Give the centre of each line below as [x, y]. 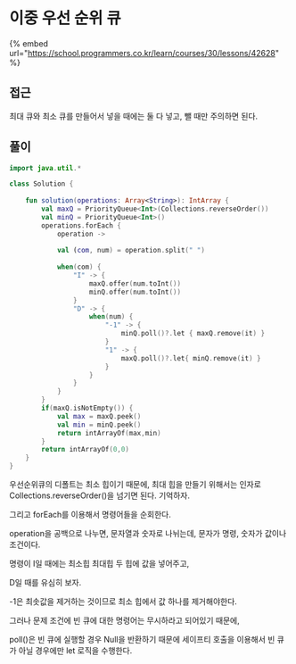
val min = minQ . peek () [99, 425]
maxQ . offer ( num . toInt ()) [135, 283]
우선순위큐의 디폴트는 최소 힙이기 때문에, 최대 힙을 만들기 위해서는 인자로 [135, 485]
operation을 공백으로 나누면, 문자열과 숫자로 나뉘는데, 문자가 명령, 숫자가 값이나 [148, 534]
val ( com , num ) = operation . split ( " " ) [131, 251]
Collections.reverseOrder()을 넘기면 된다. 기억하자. [99, 495]
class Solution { [41, 184]
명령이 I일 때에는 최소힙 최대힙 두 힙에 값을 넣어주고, [99, 564]
